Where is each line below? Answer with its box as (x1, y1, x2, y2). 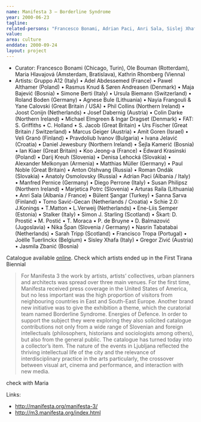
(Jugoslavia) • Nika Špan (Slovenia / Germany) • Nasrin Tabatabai (14, 223, 178, 231)
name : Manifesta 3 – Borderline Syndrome (6, 8, 111, 15)
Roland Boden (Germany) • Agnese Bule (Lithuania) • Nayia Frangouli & (14, 96, 191, 103)
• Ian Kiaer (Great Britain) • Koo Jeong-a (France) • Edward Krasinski (14, 147, 187, 154)
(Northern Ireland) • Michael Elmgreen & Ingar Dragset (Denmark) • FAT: (14, 115, 194, 122)
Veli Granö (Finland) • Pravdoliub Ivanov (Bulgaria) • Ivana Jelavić (14, 134, 178, 141)
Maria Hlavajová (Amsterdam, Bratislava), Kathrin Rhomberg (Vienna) (14, 70, 185, 78)
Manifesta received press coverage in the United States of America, (20, 285, 188, 292)
